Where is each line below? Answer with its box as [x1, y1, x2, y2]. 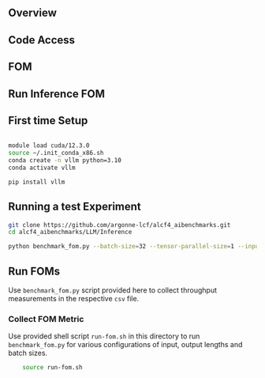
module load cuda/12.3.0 [8, 142, 90, 149]
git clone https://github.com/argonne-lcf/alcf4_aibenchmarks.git [8, 221, 231, 229]
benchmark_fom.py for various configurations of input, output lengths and [8, 340, 243, 350]
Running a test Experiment [8, 200, 142, 214]
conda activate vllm [8, 164, 77, 172]
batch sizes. [8, 348, 48, 358]
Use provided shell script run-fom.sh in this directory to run [8, 331, 200, 341]
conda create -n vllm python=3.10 [8, 157, 122, 164]
